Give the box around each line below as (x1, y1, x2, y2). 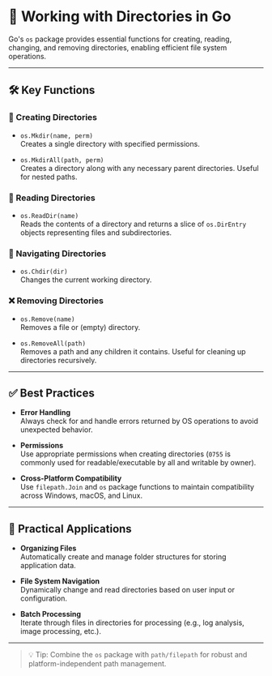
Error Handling (19, 408, 71, 417)
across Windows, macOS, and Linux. (19, 490, 143, 501)
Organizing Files (19, 543, 77, 554)
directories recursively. (19, 355, 97, 365)
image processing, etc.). (19, 627, 101, 636)
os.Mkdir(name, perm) (19, 131, 93, 140)
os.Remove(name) (19, 315, 75, 323)
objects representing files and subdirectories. (19, 227, 172, 237)
